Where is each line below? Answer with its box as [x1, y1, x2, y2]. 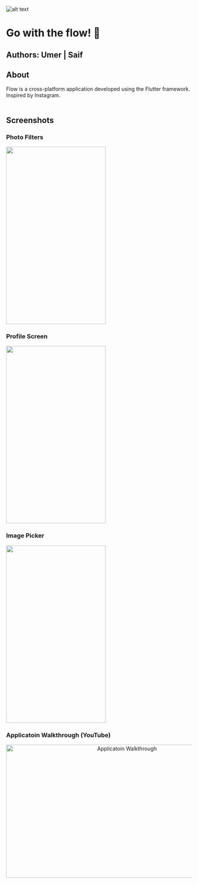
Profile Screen [6, 332, 48, 340]
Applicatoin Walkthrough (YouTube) [6, 731, 111, 739]
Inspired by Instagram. [6, 92, 61, 99]
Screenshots [6, 115, 54, 125]
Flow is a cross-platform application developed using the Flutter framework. [6, 86, 190, 93]
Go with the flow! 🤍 [6, 27, 101, 40]
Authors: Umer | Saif [6, 50, 84, 60]
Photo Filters [6, 133, 44, 141]
